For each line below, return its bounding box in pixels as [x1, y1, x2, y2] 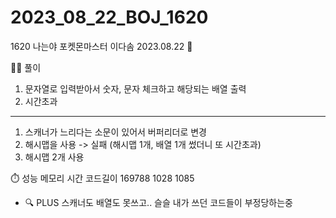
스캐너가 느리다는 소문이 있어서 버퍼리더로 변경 [24, 126, 207, 138]
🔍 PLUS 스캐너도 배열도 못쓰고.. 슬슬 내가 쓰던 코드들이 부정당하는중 [24, 196, 293, 208]
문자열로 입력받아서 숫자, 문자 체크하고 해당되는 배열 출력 [24, 82, 247, 95]
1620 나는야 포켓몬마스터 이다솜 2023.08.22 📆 [10, 40, 193, 52]
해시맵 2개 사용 [24, 151, 85, 163]
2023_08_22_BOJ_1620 [10, 6, 209, 29]
